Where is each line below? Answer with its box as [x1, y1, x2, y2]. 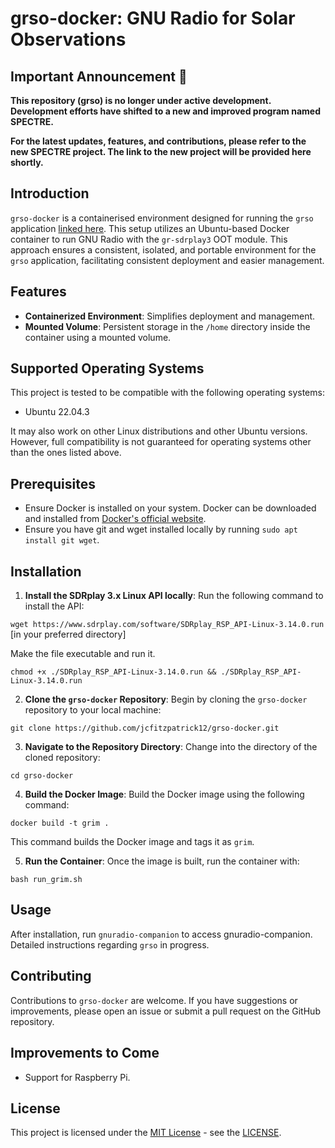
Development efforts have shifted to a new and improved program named [10, 105, 321, 117]
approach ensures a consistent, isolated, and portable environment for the [10, 243, 317, 256]
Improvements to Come [10, 1045, 160, 1062]
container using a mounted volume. [24, 331, 172, 343]
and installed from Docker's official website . [24, 513, 207, 525]
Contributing [10, 968, 92, 985]
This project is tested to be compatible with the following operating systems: [10, 387, 325, 399]
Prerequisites [10, 475, 96, 492]
